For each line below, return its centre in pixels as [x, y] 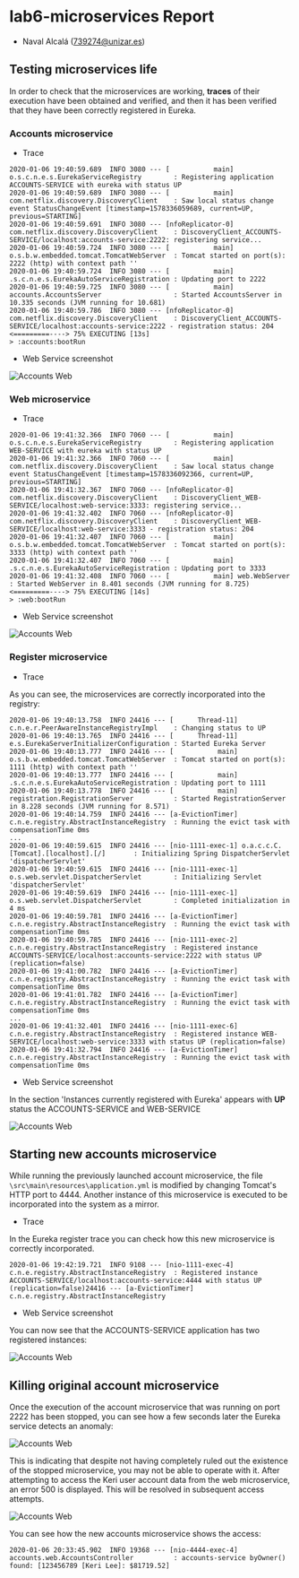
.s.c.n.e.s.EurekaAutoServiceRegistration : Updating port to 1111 [138, 783]
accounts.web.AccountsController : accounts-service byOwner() [148, 1558]
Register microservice [59, 657]
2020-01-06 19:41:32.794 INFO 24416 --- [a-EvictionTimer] [124, 1049]
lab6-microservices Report [112, 17]
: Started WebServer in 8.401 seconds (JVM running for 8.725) [130, 585]
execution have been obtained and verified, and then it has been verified [143, 100]
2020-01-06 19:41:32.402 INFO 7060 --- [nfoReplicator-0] [122, 514]
